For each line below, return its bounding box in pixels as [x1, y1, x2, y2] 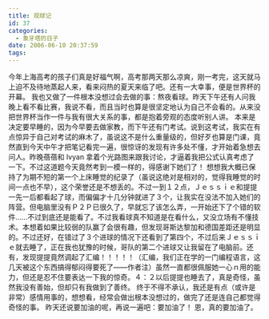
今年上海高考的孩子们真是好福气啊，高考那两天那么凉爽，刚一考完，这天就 [8, 72, 254, 81]
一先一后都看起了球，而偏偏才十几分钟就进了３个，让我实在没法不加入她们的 [8, 192, 261, 201]
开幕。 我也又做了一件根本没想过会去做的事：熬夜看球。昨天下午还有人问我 [8, 92, 256, 101]
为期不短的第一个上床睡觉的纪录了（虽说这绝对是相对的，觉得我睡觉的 [22, 172, 254, 181]
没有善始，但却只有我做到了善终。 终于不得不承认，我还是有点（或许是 [22, 282, 256, 292]
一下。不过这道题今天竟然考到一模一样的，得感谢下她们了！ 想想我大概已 [8, 162, 249, 172]
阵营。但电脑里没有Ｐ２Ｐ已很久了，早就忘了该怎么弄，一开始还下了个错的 [8, 202, 254, 212]
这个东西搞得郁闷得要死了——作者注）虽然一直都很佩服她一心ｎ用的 [29, 262, 254, 272]
